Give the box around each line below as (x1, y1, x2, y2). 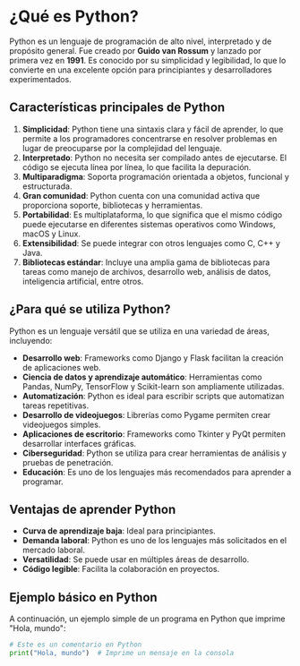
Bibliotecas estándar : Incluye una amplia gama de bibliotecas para (21, 257, 270, 268)
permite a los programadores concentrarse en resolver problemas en (21, 132, 278, 144)
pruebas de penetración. (21, 457, 114, 467)
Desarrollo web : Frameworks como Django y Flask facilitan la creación (21, 352, 284, 363)
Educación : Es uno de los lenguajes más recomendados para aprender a (21, 466, 292, 477)
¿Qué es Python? (9, 6, 139, 27)
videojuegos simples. (21, 419, 101, 430)
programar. (21, 476, 64, 487)
